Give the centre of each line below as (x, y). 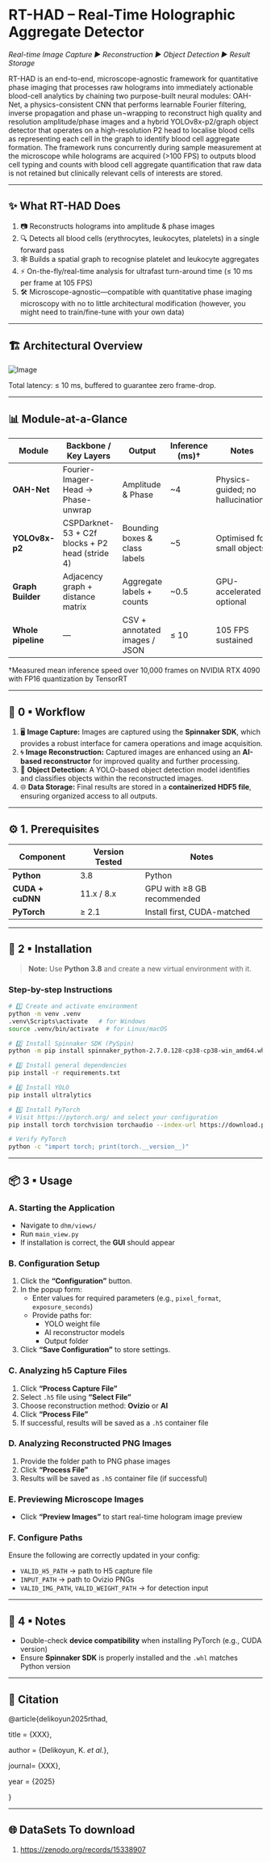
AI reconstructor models (84, 1333)
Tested (108, 862)
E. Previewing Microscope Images (76, 1499)
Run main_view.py (49, 1233)
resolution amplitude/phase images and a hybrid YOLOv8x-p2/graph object (133, 121)
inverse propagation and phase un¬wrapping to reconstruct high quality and (135, 113)
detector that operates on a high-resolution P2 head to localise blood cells (132, 130)
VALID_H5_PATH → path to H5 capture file (86, 1571)
